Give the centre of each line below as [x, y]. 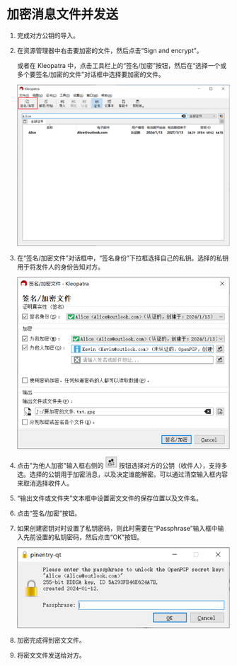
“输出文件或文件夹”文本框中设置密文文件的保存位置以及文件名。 [110, 498]
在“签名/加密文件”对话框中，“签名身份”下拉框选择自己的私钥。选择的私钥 [123, 258]
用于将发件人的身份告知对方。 [60, 267]
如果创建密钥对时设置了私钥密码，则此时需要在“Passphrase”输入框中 [117, 529]
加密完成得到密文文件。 [51, 640]
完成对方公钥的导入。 [48, 35]
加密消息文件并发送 [63, 15]
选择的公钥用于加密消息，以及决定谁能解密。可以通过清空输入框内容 [128, 474]
